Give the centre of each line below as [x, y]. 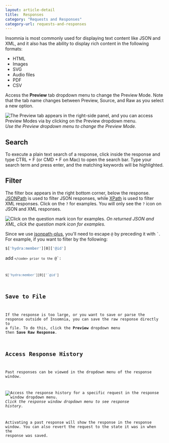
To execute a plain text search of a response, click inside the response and [83, 155]
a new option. [19, 106]
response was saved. [27, 435]
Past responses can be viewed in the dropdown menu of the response [78, 372]
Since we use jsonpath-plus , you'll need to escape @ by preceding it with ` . [83, 234]
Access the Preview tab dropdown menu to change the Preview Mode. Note [84, 95]
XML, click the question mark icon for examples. [55, 224]
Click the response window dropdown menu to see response [67, 402]
